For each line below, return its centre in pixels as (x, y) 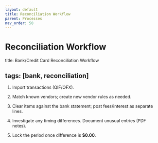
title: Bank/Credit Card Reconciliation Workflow (52, 61)
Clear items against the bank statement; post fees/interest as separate (82, 106)
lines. (18, 111)
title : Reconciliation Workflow (38, 14)
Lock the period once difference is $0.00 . (54, 135)
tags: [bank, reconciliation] (47, 76)
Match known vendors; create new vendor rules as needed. (72, 97)
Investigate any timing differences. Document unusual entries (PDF (79, 121)
